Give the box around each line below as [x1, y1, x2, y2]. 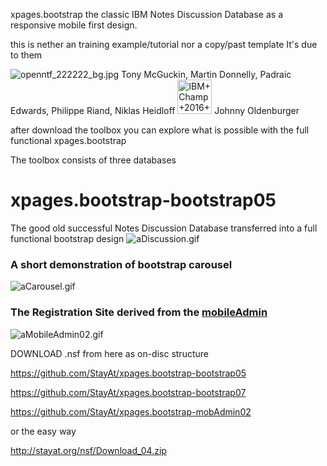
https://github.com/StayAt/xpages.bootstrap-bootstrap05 [10, 367, 247, 379]
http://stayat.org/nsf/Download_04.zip [10, 444, 167, 456]
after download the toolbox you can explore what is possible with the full [10, 124, 310, 136]
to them [10, 49, 43, 61]
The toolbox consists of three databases [10, 154, 177, 166]
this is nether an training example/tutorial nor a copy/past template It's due [10, 39, 318, 50]
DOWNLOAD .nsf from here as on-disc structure [10, 347, 209, 359]
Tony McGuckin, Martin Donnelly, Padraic [121, 69, 292, 80]
